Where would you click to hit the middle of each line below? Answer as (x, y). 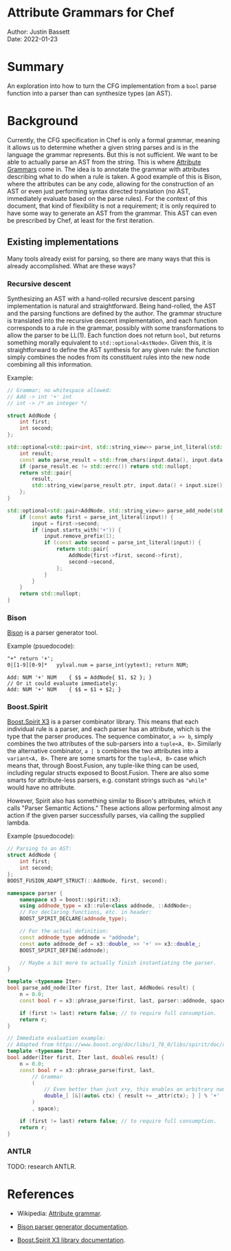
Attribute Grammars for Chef (91, 13)
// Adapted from (30, 1045)
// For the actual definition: (64, 931)
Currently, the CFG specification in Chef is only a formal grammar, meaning (113, 140)
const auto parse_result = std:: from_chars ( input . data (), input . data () (124, 460)
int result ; (36, 453)
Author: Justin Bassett (38, 32)
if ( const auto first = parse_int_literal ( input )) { (97, 517)
